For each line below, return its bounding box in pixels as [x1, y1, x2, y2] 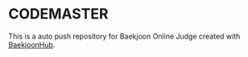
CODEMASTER [8, 5, 109, 23]
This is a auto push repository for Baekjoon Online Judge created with [8, 31, 241, 41]
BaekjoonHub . [8, 39, 56, 49]
